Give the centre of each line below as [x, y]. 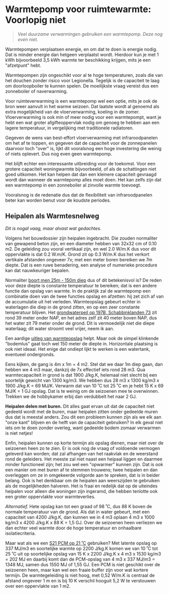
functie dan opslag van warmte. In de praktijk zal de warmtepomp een [78, 291]
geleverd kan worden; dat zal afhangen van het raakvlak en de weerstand [82, 453]
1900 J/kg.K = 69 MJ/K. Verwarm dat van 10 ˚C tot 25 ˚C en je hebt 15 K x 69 [84, 386]
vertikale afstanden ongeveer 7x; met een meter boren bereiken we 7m [79, 259]
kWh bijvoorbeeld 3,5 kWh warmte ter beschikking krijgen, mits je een [78, 60]
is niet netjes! [19, 433]
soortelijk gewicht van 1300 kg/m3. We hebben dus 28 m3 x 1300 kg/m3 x [82, 380]
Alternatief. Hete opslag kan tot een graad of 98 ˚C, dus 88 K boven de [79, 506]
